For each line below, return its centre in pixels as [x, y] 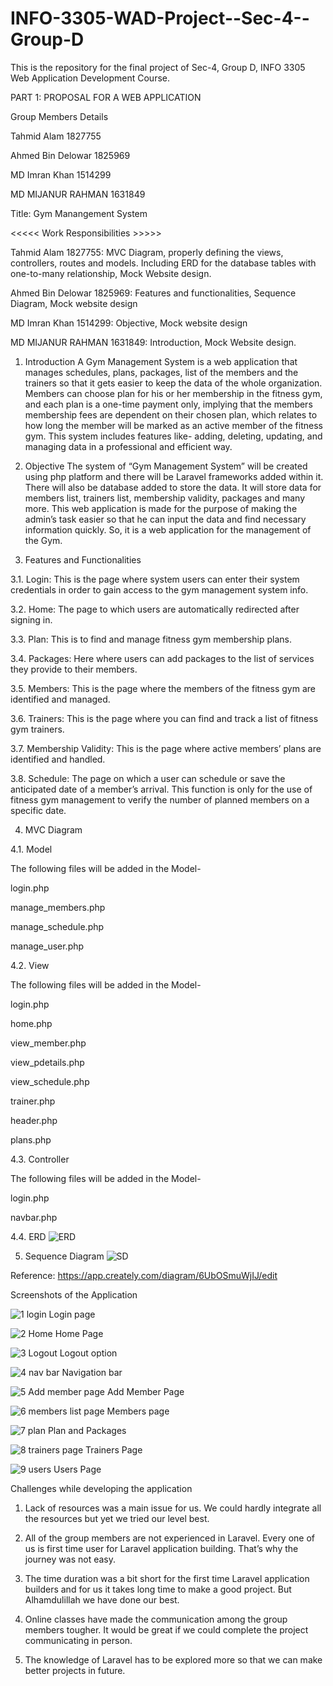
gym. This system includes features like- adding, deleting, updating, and [173, 436]
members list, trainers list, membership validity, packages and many [165, 498]
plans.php [31, 1139]
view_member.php [48, 1043]
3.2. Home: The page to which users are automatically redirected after [155, 609]
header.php [34, 1120]
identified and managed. [60, 699]
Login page [72, 1314]
